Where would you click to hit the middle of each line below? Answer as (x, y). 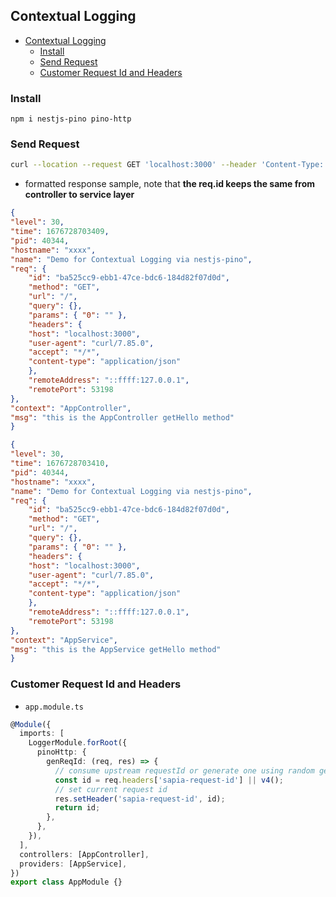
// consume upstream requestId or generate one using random (184, 770)
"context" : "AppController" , (71, 408)
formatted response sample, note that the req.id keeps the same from (170, 184)
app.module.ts (54, 707)
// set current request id (111, 789)
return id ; (77, 808)
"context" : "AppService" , (64, 640)
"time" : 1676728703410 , (60, 464)
